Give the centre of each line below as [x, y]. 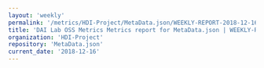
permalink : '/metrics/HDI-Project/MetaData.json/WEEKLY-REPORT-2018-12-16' [135, 23]
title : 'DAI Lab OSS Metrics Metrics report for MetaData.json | [117, 30]
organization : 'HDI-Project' [56, 37]
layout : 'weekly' [37, 15]
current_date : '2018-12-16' [54, 52]
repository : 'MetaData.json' [56, 45]
